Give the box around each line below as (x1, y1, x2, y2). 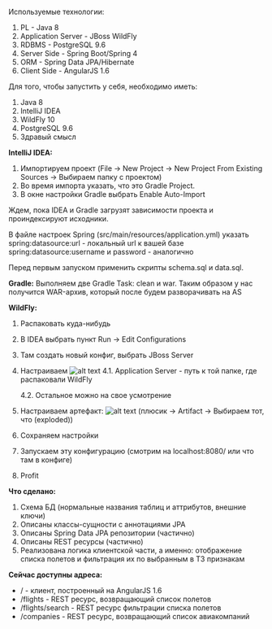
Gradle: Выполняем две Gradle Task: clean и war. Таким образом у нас (8, 278, 253, 288)
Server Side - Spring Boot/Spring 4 (19, 49, 138, 58)
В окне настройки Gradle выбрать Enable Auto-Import (19, 190, 205, 199)
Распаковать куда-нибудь (19, 319, 111, 328)
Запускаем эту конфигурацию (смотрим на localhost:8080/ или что (19, 447, 254, 456)
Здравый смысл (19, 132, 77, 142)
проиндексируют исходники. (8, 214, 109, 223)
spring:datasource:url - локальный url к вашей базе (8, 238, 184, 247)
